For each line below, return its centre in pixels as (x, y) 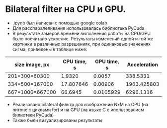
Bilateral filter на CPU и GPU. (66, 9)
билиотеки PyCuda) (33, 115)
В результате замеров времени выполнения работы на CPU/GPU (81, 33)
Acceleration (142, 64)
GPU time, (107, 62)
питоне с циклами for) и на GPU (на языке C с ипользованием (78, 110)
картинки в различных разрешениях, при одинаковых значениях (81, 44)
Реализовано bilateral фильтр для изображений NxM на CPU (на (80, 104)
